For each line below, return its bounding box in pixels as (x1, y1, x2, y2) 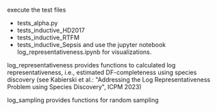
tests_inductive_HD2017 (16, 27, 86, 34)
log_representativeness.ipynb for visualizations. (16, 48, 152, 56)
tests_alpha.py (16, 19, 58, 27)
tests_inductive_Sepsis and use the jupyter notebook (16, 41, 166, 48)
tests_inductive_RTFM (16, 33, 80, 42)
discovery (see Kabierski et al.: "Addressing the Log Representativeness (7, 76, 211, 84)
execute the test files (7, 6, 66, 14)
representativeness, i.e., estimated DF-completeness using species (7, 68, 197, 76)
